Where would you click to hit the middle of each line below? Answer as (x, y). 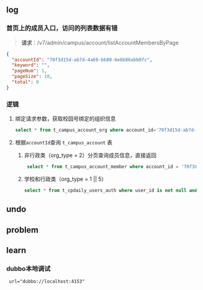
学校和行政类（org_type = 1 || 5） (65, 179)
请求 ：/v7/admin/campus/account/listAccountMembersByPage (100, 42)
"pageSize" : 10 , (32, 77)
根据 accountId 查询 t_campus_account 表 (64, 142)
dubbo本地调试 (28, 268)
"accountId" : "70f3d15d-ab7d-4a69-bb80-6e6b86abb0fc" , (82, 60)
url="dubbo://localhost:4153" (47, 282)
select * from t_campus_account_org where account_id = (85, 130)
